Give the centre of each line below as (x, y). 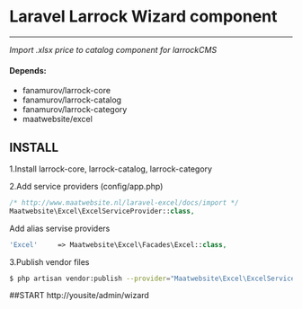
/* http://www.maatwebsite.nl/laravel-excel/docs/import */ (124, 203)
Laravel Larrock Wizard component (143, 17)
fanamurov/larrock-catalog (72, 100)
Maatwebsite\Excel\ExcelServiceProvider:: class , (102, 211)
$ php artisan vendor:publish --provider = (90, 278)
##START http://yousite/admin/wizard (80, 296)
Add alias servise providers (60, 228)
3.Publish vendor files (49, 261)
